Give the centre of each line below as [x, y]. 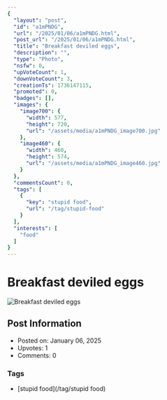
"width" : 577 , [46, 117]
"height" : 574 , [48, 157]
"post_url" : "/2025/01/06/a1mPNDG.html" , [75, 40]
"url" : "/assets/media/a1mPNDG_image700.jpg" [93, 131]
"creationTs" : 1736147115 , [53, 85]
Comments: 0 [37, 355]
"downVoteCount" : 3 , [43, 79]
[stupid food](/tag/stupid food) [61, 389]
